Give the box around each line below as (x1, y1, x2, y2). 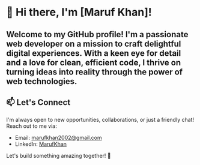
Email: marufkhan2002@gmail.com (14, 134, 102, 142)
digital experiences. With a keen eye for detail (6, 48, 181, 58)
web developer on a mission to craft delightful (6, 38, 181, 49)
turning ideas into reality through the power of (6, 67, 183, 77)
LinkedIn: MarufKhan (14, 140, 67, 148)
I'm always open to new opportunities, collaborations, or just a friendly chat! (6, 116, 194, 124)
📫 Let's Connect (6, 97, 71, 107)
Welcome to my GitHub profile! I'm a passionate (6, 29, 189, 40)
